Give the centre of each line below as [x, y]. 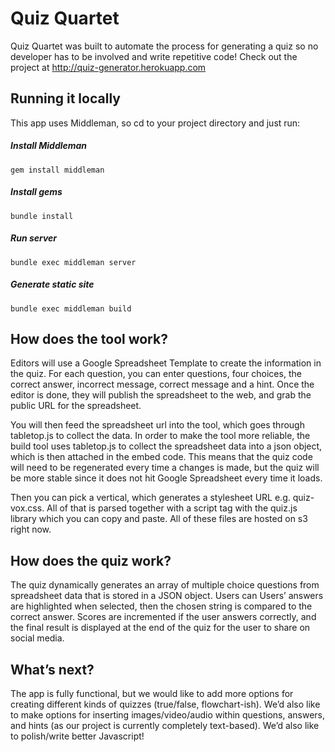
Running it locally [65, 98]
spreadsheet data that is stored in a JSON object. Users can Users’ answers [167, 596]
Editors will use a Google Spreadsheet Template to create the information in [166, 363]
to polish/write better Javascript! [77, 736]
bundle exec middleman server [73, 262]
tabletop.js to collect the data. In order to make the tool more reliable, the [160, 436]
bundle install [42, 216]
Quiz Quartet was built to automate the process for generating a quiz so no [164, 46]
